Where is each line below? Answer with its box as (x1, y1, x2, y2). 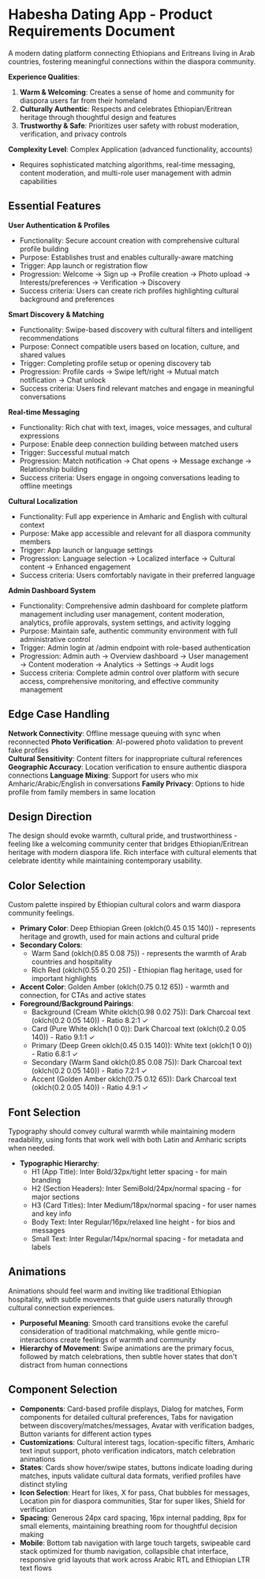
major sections (31, 1193, 80, 1201)
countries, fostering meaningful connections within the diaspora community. (8, 57, 256, 66)
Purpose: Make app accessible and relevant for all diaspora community (19, 528, 251, 538)
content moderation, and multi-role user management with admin (19, 168, 232, 177)
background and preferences (19, 294, 115, 304)
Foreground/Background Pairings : (19, 999, 134, 1009)
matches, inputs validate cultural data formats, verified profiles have (19, 1471, 241, 1480)
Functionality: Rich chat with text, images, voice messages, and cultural (19, 422, 252, 431)
